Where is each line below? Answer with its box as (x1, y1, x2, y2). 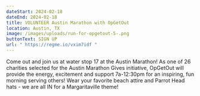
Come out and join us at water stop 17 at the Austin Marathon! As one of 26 (6, 57, 191, 65)
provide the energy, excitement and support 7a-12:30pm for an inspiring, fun (6, 71, 195, 78)
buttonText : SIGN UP (6, 36, 58, 42)
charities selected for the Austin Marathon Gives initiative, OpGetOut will (6, 64, 184, 71)
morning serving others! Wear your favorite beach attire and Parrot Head (6, 76, 185, 84)
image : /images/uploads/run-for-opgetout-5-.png (6, 31, 130, 37)
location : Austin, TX (6, 25, 60, 31)
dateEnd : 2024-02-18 (6, 14, 58, 20)
